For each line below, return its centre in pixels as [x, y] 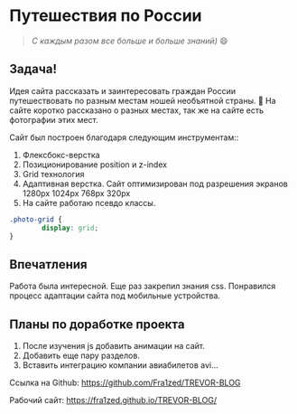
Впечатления [48, 264]
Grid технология [53, 174]
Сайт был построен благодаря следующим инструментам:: [124, 137]
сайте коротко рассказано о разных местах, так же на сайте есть [137, 110]
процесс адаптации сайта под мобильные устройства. [115, 296]
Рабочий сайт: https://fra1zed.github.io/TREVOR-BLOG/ [113, 400]
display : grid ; [70, 228]
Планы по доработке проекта [97, 324]
